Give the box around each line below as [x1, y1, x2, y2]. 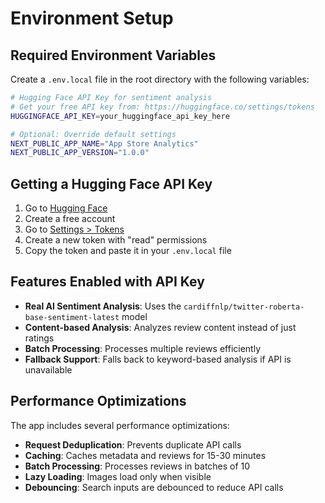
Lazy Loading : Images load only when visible [24, 470, 212, 482]
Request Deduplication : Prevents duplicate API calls [24, 438, 242, 451]
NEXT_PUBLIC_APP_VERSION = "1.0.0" [10, 148, 150, 158]
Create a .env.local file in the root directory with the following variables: [10, 73, 310, 85]
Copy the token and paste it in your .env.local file [24, 245, 232, 257]
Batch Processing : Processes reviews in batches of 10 [24, 460, 251, 472]
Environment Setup [10, 7, 174, 30]
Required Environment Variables [10, 47, 217, 64]
